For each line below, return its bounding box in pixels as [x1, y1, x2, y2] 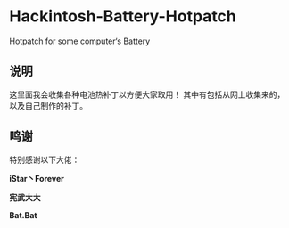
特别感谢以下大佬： [9, 154, 80, 165]
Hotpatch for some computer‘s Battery [9, 36, 151, 46]
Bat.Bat [9, 209, 37, 220]
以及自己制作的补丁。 [9, 100, 87, 110]
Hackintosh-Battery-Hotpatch [9, 6, 236, 27]
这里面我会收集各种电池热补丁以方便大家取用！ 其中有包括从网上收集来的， [9, 89, 285, 100]
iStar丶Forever [9, 173, 65, 183]
